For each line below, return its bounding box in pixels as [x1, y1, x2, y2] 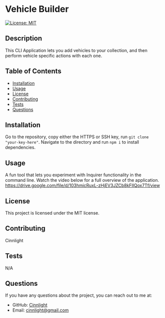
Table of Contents [5, 67, 62, 75]
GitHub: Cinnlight [12, 302, 48, 308]
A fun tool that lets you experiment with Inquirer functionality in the [5, 172, 142, 178]
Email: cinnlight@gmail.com [12, 307, 69, 313]
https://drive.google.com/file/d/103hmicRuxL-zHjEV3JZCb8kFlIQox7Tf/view [5, 182, 160, 189]
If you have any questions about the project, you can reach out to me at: [5, 292, 153, 298]
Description [5, 34, 42, 43]
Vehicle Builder [5, 3, 69, 15]
